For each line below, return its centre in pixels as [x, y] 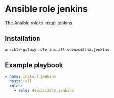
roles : [16, 86]
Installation [23, 38]
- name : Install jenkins [31, 77]
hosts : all [21, 81]
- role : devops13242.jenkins [44, 91]
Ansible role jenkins [46, 9]
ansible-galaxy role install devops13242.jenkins [57, 50]
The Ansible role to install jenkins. [39, 23]
